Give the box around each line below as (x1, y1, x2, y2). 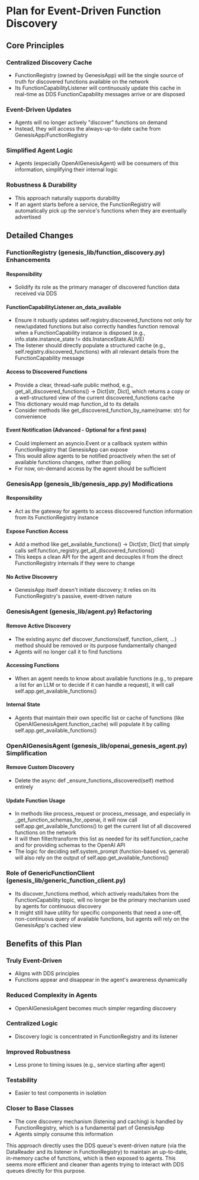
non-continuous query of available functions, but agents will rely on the (14, 915, 190, 922)
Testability (6, 1076, 37, 1084)
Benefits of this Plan (6, 938, 82, 949)
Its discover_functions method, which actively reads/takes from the (14, 890, 179, 897)
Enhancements (6, 256, 51, 264)
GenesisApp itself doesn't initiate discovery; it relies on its (14, 586, 156, 594)
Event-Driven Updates (6, 105, 72, 113)
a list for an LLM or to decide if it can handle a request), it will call (14, 681, 174, 688)
